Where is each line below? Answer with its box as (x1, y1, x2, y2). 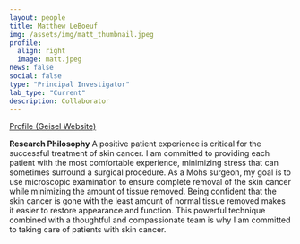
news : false (9, 64, 54, 73)
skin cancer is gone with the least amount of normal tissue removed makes (9, 196, 287, 206)
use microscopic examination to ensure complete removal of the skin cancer (9, 177, 292, 187)
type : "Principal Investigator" (9, 80, 130, 89)
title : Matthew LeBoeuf (9, 22, 99, 30)
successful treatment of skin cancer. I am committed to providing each (9, 148, 270, 159)
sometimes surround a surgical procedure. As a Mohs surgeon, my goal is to (9, 167, 291, 178)
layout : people (9, 13, 66, 22)
